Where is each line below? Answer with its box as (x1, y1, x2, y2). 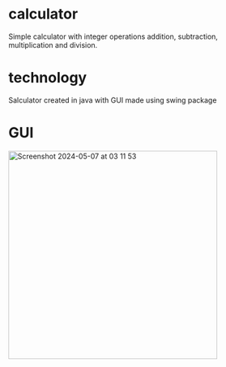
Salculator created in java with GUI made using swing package (8, 95, 217, 105)
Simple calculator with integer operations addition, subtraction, (8, 32, 219, 41)
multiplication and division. (8, 40, 98, 49)
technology (8, 69, 87, 87)
